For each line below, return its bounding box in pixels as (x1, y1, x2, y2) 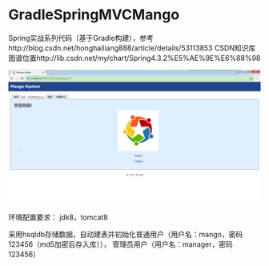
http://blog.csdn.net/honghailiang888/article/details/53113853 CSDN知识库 (8, 42, 256, 53)
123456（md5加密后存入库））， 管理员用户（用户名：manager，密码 (8, 239, 234, 249)
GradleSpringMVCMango (8, 6, 180, 24)
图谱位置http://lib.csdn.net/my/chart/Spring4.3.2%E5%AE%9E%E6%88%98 (8, 53, 261, 62)
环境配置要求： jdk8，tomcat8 (8, 212, 108, 222)
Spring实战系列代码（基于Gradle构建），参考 (8, 33, 154, 42)
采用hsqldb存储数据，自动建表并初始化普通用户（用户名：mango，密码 (8, 229, 243, 239)
